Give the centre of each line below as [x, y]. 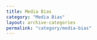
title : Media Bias [29, 11]
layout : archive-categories [41, 22]
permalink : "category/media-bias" [49, 28]
